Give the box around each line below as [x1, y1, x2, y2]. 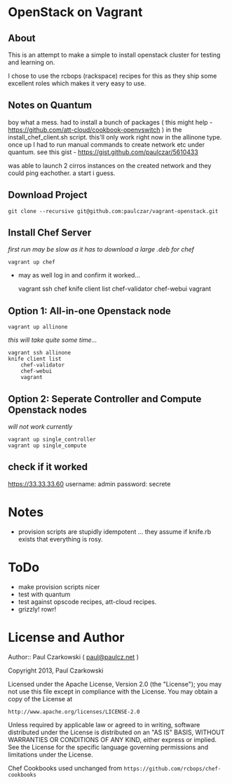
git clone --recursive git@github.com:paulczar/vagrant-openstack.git [8, 207, 219, 214]
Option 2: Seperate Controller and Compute [8, 393, 202, 405]
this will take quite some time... [8, 336, 97, 344]
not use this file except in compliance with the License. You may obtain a [8, 687, 218, 696]
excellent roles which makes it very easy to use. [8, 79, 146, 88]
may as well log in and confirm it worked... [18, 271, 141, 280]
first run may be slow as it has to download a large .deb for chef [8, 245, 195, 254]
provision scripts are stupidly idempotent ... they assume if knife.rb [18, 527, 212, 536]
